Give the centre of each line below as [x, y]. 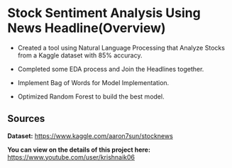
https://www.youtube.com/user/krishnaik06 [71, 157]
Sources [26, 119]
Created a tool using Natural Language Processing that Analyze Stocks [121, 47]
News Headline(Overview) [87, 28]
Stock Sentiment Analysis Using [104, 13]
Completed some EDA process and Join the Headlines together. [111, 69]
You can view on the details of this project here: [79, 150]
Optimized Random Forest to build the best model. [91, 96]
